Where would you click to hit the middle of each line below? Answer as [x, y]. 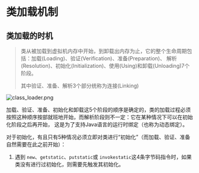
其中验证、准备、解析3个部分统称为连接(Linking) [80, 86]
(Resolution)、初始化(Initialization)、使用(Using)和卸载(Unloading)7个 [105, 66]
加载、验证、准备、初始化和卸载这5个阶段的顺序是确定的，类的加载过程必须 [99, 110]
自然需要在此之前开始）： [36, 144]
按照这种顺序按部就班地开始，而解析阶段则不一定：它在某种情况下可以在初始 [99, 117]
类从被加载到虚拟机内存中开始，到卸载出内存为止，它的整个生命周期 [104, 51]
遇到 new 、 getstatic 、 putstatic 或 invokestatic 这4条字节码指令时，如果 [103, 157]
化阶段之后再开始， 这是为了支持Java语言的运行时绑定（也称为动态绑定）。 [97, 124]
